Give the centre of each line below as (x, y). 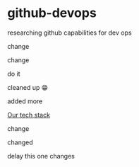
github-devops (52, 13)
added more (25, 101)
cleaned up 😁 (28, 87)
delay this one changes (41, 156)
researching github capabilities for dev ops (69, 33)
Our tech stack (29, 115)
